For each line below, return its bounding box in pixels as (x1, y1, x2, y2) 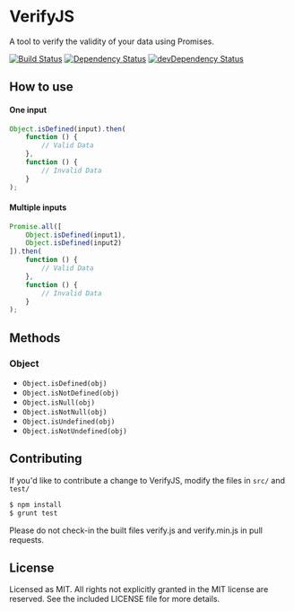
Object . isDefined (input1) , (25, 231, 126, 240)
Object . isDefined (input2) (25, 239, 123, 248)
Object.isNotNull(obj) (22, 408, 108, 417)
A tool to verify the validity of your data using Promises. (9, 36, 215, 47)
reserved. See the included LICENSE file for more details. (9, 594, 220, 605)
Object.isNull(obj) (22, 398, 96, 407)
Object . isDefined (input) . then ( (9, 124, 126, 134)
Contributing (9, 451, 82, 467)
